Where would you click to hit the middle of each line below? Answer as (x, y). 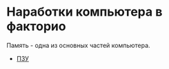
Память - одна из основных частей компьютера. (78, 45)
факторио (36, 26)
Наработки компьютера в (84, 12)
